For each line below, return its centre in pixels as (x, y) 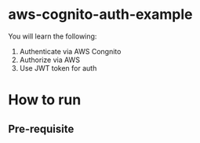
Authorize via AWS (50, 60)
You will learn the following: (53, 36)
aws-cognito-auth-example (101, 15)
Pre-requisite (41, 128)
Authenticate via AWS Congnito (70, 51)
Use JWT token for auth (58, 68)
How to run (45, 100)
